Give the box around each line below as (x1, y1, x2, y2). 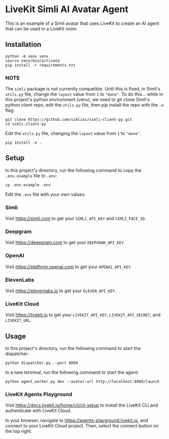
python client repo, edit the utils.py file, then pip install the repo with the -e (5, 102, 164, 108)
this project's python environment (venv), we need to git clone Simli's (5, 97, 150, 103)
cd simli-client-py (5, 121, 47, 127)
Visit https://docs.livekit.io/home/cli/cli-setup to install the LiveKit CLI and (5, 402, 158, 408)
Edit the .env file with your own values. (5, 191, 86, 197)
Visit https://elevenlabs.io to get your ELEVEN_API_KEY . (5, 288, 116, 294)
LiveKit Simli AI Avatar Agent (5, 4, 129, 15)
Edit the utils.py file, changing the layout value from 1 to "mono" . (5, 130, 142, 137)
